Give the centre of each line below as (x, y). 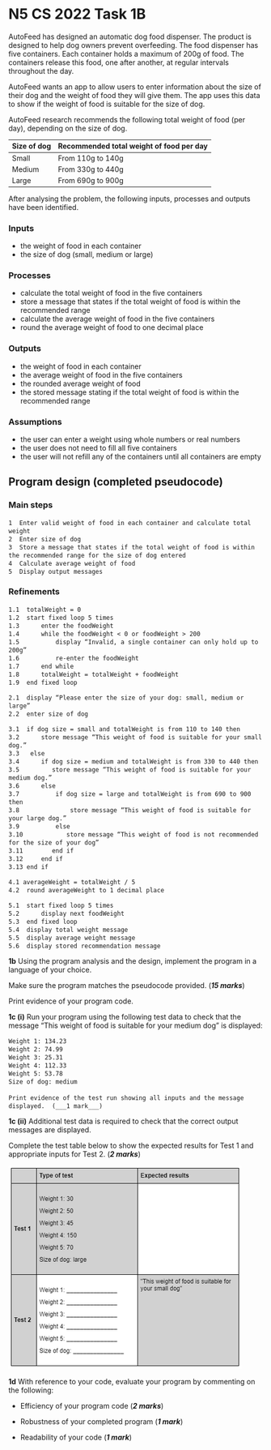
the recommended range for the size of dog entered (97, 555)
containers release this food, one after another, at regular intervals (119, 62)
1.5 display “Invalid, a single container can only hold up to (133, 642)
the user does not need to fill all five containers (99, 447)
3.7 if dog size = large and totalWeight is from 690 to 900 (130, 794)
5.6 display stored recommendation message (85, 946)
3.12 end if (36, 859)
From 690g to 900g (91, 181)
